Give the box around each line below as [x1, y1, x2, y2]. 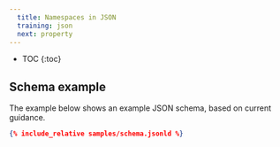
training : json [17, 21, 73, 30]
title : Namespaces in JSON [17, 12, 117, 22]
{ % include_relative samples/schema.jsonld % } [9, 129, 184, 138]
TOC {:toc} [21, 54, 62, 65]
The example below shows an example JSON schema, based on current [9, 103, 272, 113]
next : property [17, 29, 73, 38]
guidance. [9, 112, 46, 123]
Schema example [9, 79, 107, 94]
